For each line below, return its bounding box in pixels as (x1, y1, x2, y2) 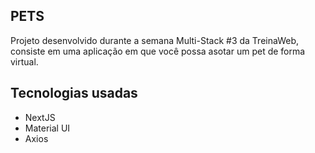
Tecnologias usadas (10, 85, 138, 102)
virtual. (10, 55, 39, 68)
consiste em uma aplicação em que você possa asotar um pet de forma (10, 45, 306, 57)
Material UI (24, 122, 71, 134)
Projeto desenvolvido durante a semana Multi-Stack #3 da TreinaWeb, (10, 34, 299, 46)
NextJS (24, 111, 56, 123)
